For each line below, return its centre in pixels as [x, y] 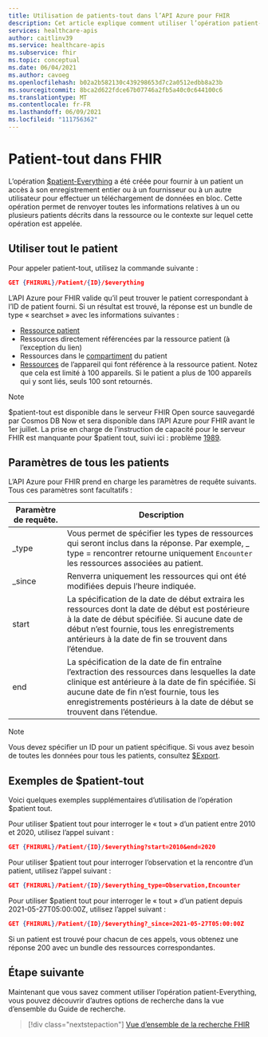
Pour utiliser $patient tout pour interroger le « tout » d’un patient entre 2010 [132, 824]
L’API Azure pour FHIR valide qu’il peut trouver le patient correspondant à [128, 298]
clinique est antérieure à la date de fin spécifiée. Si [161, 682]
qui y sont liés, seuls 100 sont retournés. [86, 381]
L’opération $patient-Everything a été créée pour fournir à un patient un [126, 181]
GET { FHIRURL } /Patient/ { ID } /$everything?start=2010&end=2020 [112, 847]
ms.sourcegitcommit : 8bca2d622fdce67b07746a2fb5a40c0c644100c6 [116, 90]
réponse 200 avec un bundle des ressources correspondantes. [112, 948]
